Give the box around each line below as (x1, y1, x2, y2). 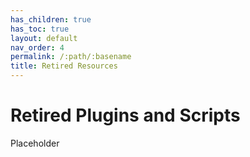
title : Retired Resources (10, 61, 118, 71)
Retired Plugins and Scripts (10, 104, 241, 127)
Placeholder (10, 137, 60, 149)
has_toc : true (10, 24, 70, 34)
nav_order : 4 (10, 42, 65, 53)
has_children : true (10, 14, 92, 25)
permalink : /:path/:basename (10, 52, 132, 62)
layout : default (10, 33, 78, 43)
